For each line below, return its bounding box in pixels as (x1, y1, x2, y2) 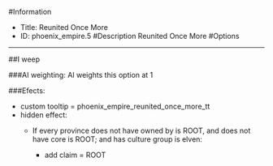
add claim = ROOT (44, 150, 106, 160)
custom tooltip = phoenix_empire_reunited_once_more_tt (19, 101, 210, 111)
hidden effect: (19, 110, 67, 120)
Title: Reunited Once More (19, 23, 108, 32)
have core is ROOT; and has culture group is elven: (32, 134, 203, 144)
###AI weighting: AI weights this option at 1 (8, 70, 154, 79)
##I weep (8, 54, 41, 64)
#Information (8, 7, 52, 16)
